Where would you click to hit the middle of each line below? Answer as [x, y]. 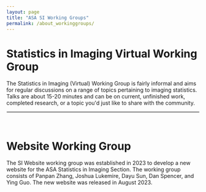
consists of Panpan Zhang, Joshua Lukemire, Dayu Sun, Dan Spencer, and [100, 176]
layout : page [23, 12]
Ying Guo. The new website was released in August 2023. [79, 183]
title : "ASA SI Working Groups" [48, 18]
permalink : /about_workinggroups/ [51, 23]
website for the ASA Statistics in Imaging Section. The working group [93, 169]
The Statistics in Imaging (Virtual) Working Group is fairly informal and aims [101, 84]
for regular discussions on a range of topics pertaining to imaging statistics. [102, 90]
